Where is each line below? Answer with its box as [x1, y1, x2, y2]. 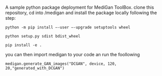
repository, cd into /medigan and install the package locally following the [5, 10, 157, 16]
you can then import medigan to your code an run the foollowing [5, 52, 140, 57]
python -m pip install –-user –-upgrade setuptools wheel [5, 25, 131, 30]
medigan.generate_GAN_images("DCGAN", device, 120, [5, 61, 117, 66]
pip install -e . [5, 43, 42, 48]
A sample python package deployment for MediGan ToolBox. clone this [5, 5, 154, 10]
